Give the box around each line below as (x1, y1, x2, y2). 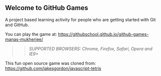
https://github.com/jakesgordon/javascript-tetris (5, 65, 102, 71)
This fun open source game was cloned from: (5, 60, 96, 66)
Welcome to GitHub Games (5, 4, 88, 12)
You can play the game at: (5, 31, 57, 37)
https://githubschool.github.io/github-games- (58, 31, 149, 37)
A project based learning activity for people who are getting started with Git (5, 16, 156, 22)
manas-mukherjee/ (5, 36, 44, 42)
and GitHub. (5, 22, 29, 28)
